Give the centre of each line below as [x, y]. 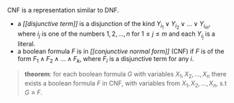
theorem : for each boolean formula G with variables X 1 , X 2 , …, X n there [125, 75]
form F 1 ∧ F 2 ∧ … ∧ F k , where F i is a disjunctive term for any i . [105, 60]
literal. [26, 44]
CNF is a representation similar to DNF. [63, 10]
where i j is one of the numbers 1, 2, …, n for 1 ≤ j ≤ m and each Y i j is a [116, 35]
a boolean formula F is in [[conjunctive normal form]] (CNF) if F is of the [121, 51]
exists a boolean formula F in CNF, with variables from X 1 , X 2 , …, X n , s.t [125, 84]
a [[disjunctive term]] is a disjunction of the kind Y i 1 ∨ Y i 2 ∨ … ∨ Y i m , [114, 25]
